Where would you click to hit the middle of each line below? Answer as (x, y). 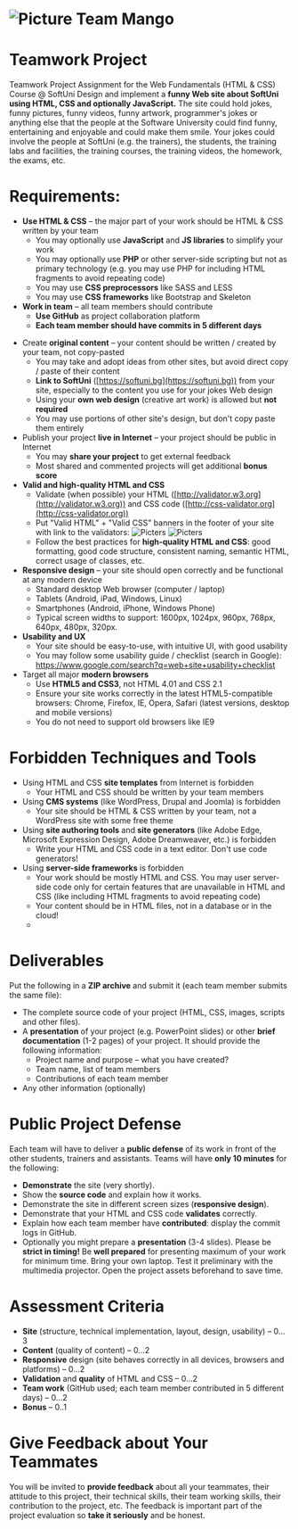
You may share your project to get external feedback (133, 457)
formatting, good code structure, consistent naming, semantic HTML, (162, 551)
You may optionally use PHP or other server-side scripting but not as (161, 260)
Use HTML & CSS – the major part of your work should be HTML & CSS (153, 221)
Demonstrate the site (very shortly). (89, 1185)
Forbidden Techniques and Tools (133, 758)
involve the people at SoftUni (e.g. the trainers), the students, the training (143, 142)
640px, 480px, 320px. (77, 627)
